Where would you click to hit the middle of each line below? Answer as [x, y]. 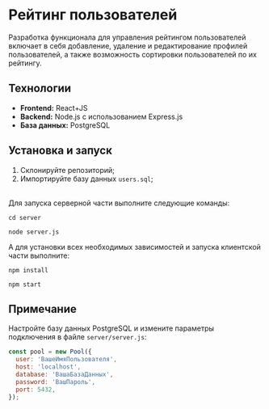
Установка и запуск [61, 151]
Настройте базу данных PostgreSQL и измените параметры [111, 328]
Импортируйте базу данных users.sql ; [86, 179]
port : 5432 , [36, 390]
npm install [28, 270]
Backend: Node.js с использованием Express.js [101, 116]
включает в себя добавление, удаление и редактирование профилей [128, 45]
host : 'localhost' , [48, 367]
